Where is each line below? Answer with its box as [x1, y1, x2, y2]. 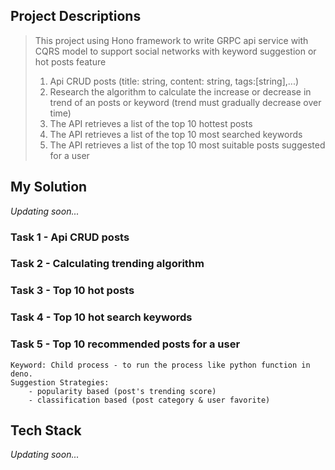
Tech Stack [10, 422, 82, 439]
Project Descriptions [10, 8, 142, 25]
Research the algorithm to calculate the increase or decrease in [49, 85, 312, 98]
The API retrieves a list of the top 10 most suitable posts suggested [49, 139, 326, 151]
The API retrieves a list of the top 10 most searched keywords [49, 128, 303, 140]
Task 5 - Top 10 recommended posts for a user [10, 337, 241, 351]
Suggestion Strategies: [10, 377, 110, 388]
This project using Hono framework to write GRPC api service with [34, 34, 309, 46]
